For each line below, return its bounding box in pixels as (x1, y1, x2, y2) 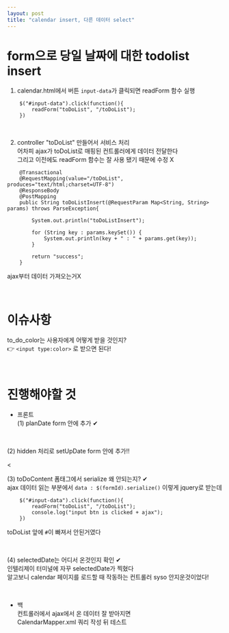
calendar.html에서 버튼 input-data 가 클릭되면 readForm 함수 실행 (16, 86, 196, 95)
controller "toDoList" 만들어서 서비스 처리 (16, 139, 130, 147)
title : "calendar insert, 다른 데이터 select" (7, 16, 135, 23)
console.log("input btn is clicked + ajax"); (31, 509, 164, 516)
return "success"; (31, 253, 84, 261)
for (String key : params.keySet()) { (31, 229, 142, 237)
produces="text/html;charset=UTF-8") (7, 181, 115, 189)
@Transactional (19, 169, 63, 176)
